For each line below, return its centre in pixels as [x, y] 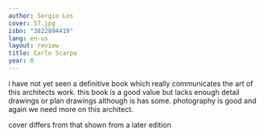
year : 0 [21, 61]
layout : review [34, 46]
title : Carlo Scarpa [43, 53]
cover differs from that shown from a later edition [90, 125]
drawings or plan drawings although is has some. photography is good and [132, 101]
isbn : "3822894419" [41, 31]
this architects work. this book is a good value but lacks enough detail [124, 92]
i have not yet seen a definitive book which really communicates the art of [131, 83]
